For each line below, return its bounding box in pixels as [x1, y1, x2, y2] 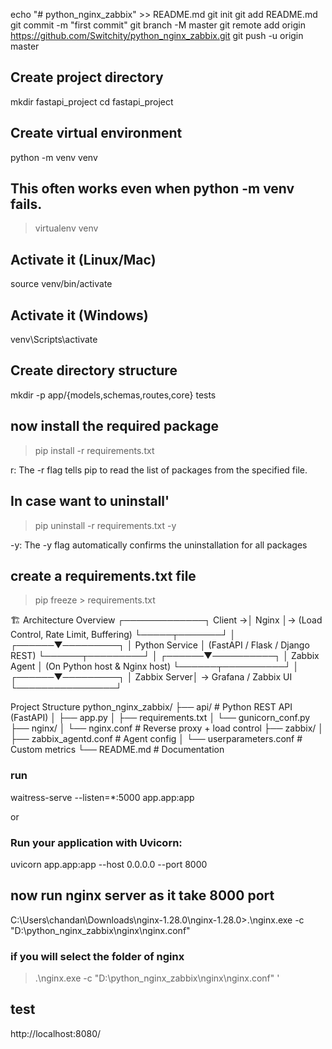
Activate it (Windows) [10, 307, 149, 324]
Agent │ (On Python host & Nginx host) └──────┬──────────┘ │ [10, 660, 300, 673]
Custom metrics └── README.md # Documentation [10, 744, 225, 756]
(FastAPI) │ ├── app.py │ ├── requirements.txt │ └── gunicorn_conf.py [10, 712, 311, 724]
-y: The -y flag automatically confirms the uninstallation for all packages [10, 539, 308, 551]
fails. [10, 196, 43, 213]
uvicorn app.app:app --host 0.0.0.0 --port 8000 [10, 858, 208, 870]
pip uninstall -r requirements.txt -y [34, 519, 177, 531]
